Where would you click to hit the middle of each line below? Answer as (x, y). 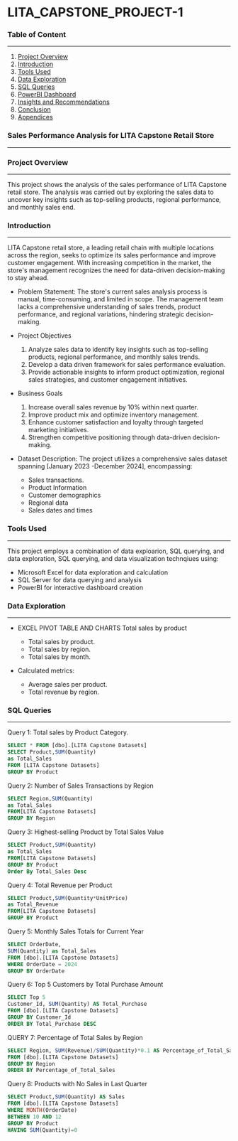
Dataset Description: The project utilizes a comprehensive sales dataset (123, 459)
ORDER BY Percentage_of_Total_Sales (61, 1071)
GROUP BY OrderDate (36, 971)
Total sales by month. (59, 657)
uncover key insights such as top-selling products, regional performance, (114, 200)
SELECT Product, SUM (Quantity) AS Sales (66, 1097)
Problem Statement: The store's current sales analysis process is (112, 291)
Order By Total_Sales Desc (47, 872)
